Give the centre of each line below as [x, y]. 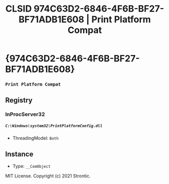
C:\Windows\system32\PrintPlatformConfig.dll [54, 126]
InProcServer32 [25, 114]
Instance [19, 154]
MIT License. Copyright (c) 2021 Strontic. [48, 176]
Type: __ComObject [32, 166]
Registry [19, 100]
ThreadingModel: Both [36, 138]
